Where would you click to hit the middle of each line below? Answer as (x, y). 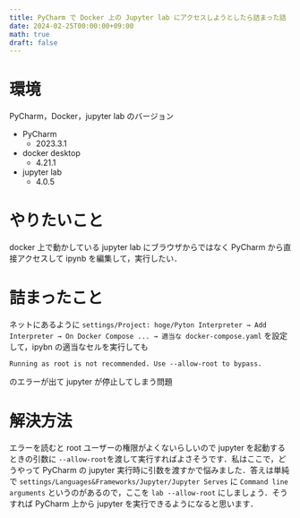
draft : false (34, 43)
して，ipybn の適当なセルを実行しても (79, 347)
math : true (30, 34)
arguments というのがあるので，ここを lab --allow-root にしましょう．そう (149, 492)
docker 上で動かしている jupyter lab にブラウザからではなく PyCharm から (146, 247)
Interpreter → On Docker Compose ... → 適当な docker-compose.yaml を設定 (149, 336)
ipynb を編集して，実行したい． (124, 259)
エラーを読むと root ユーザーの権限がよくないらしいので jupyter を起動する (148, 448)
